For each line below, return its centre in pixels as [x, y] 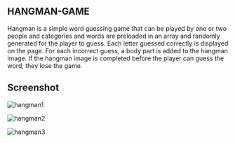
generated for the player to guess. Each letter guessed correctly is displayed [118, 43]
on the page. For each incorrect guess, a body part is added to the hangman [117, 50]
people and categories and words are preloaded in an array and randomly [114, 36]
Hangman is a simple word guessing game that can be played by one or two [117, 28]
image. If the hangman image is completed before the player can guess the [116, 58]
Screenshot [33, 88]
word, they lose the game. [45, 65]
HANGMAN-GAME [48, 12]
